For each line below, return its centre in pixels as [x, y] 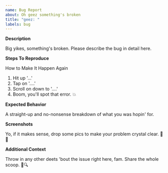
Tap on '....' [24, 83]
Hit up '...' [23, 78]
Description [18, 39]
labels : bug [18, 24]
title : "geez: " [22, 19]
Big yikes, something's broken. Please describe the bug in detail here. [78, 48]
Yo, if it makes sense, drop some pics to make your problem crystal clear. [82, 134]
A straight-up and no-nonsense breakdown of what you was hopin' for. [80, 114]
